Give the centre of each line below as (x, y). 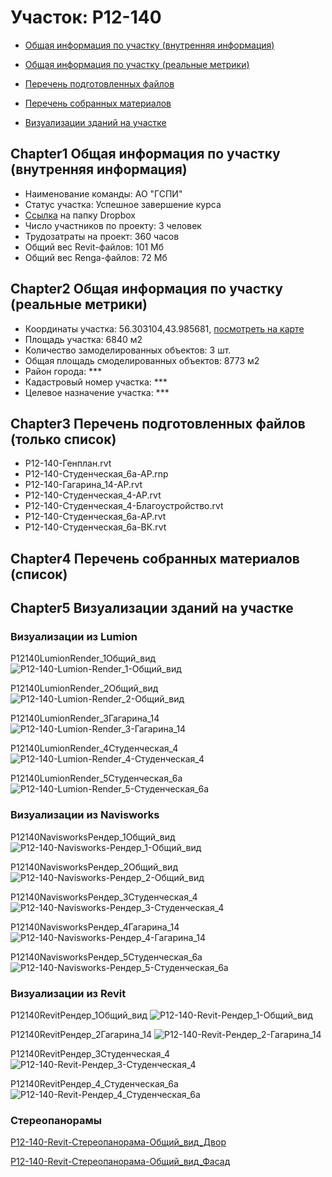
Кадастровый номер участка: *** (96, 382)
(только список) (63, 439)
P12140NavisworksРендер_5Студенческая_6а (106, 957)
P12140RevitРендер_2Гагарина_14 (81, 1035)
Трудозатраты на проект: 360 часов (102, 236)
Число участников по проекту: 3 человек (113, 225)
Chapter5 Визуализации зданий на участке (152, 608)
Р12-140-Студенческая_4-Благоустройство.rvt (124, 506)
